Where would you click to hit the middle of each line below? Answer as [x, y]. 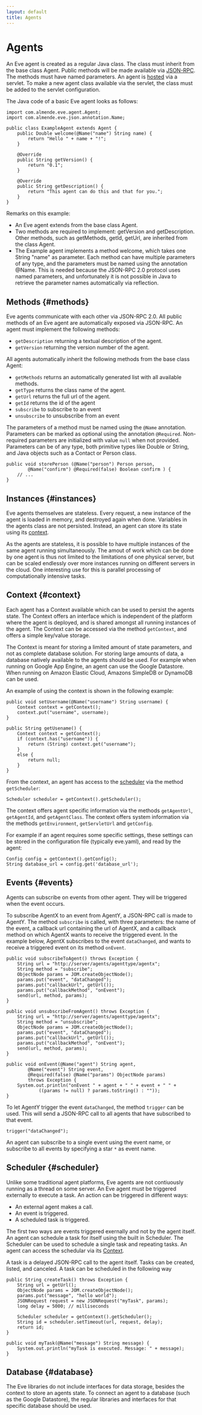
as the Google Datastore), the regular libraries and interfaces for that [91, 1399]
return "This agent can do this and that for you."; [96, 192]
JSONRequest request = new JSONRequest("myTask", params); [93, 1301]
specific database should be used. [49, 1406]
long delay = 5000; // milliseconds [63, 1306]
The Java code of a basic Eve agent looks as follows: [72, 101]
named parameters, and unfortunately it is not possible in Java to [96, 277]
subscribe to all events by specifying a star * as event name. [81, 1149]
